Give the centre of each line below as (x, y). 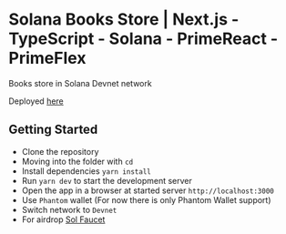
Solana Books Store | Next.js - (124, 20)
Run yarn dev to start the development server (107, 180)
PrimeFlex (47, 58)
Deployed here (36, 101)
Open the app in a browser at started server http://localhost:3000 (148, 190)
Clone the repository (60, 151)
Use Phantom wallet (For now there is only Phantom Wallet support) (146, 199)
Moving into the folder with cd (77, 161)
